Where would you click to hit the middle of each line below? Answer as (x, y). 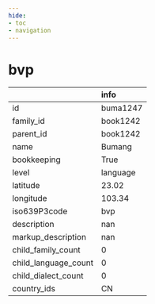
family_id (28, 121)
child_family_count (46, 250)
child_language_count (53, 263)
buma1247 (122, 108)
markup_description (49, 237)
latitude (26, 186)
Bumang (117, 147)
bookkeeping (36, 160)
